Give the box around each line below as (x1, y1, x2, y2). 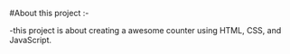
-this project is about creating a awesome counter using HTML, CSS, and (9, 25, 282, 35)
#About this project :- (9, 8, 89, 18)
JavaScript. (9, 35, 52, 45)
